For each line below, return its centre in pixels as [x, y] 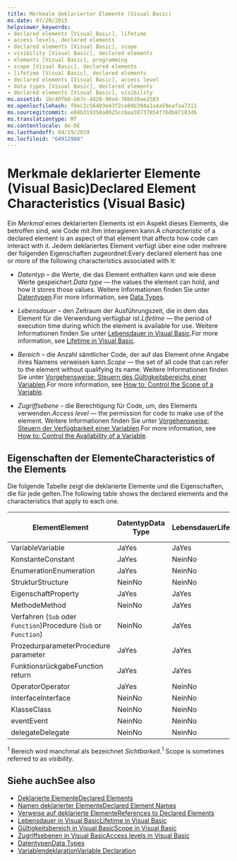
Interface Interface [41, 698]
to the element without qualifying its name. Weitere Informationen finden [122, 370]
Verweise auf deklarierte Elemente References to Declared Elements [116, 813]
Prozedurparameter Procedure [61, 646]
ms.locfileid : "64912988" [45, 139]
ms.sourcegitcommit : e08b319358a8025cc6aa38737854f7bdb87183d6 [102, 112]
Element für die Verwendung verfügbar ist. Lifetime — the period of [115, 318]
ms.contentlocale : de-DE [44, 125]
